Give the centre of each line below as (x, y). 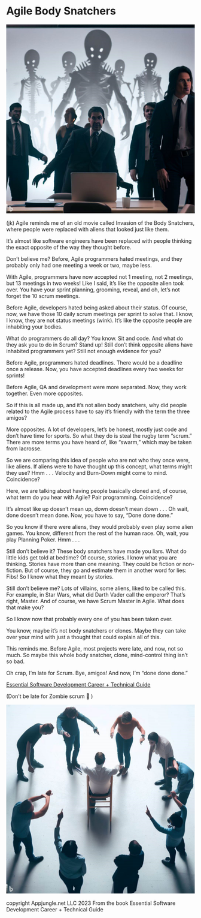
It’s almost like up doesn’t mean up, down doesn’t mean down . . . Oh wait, (98, 508)
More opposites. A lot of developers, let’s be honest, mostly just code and (97, 429)
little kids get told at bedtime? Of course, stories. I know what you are (92, 557)
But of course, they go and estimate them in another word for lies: (106, 570)
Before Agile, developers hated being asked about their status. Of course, (97, 308)
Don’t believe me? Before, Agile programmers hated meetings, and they (94, 258)
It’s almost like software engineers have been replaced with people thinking (99, 240)
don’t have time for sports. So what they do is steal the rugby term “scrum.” (99, 435)
